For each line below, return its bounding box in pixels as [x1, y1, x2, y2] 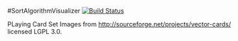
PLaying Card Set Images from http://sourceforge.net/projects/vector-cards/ [7, 20, 232, 28]
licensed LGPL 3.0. [7, 28, 63, 35]
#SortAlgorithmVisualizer [7, 7, 80, 15]
